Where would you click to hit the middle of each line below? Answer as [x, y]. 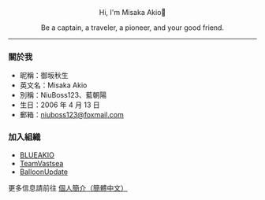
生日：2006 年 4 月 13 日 [60, 105]
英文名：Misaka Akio [53, 85]
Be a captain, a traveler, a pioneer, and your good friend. [132, 28]
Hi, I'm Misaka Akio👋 [132, 12]
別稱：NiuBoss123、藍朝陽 [63, 95]
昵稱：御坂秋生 [44, 76]
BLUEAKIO [37, 155]
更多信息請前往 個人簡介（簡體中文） [68, 187]
